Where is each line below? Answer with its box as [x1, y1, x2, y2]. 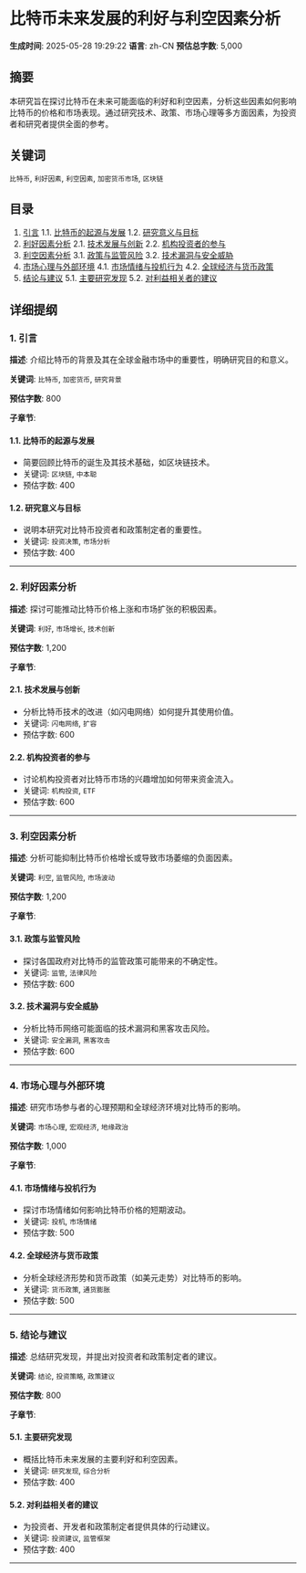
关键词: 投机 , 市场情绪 [22, 1216, 97, 1227]
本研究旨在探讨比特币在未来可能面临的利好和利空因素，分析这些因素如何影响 [9, 95, 297, 106]
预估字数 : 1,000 [9, 1140, 66, 1151]
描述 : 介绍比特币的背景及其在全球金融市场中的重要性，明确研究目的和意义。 [9, 354, 293, 365]
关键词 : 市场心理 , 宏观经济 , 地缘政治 [9, 1121, 129, 1132]
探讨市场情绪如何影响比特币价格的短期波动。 [22, 1204, 191, 1215]
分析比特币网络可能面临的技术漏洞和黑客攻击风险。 [22, 1022, 215, 1033]
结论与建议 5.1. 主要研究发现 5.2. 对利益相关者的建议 [22, 273, 218, 284]
